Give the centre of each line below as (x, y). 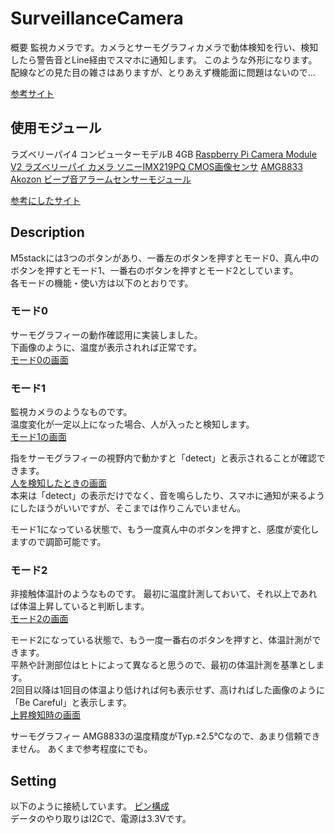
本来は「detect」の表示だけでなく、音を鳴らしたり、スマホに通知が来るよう (167, 496)
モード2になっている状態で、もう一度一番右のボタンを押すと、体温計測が (161, 640)
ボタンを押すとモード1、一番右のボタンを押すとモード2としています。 (154, 270)
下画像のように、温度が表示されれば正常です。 (106, 347)
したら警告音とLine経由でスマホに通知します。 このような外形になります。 (164, 59)
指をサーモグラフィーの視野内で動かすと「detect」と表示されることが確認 (163, 458)
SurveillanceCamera (97, 18)
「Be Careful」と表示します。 (71, 703)
